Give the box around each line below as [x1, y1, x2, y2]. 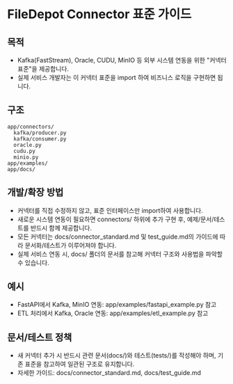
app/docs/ [7, 166, 36, 173]
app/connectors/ [7, 123, 54, 130]
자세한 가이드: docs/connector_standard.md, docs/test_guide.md [17, 369, 202, 377]
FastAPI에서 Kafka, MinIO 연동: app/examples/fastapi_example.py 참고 [17, 301, 217, 309]
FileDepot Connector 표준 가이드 [7, 6, 192, 22]
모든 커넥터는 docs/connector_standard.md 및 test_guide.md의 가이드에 [17, 232, 218, 241]
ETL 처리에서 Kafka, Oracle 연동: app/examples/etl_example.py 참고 [17, 309, 209, 317]
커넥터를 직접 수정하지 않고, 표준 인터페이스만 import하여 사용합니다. [17, 206, 203, 214]
